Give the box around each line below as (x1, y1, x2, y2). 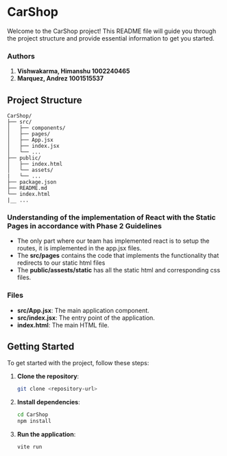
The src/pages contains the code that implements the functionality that (16, 252, 219, 260)
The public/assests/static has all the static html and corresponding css (16, 266, 221, 274)
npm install (16, 417, 51, 425)
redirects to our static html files (16, 259, 106, 267)
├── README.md (7, 185, 48, 192)
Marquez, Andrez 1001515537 (16, 74, 104, 83)
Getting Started (7, 341, 75, 353)
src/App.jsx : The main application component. (16, 306, 150, 314)
